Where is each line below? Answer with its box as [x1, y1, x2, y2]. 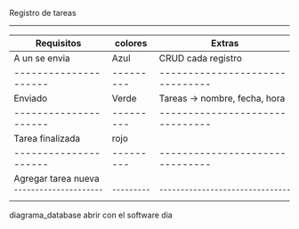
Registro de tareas [9, 8, 77, 18]
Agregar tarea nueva [13, 173, 100, 184]
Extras [210, 37, 239, 49]
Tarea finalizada [13, 133, 81, 144]
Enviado [13, 93, 48, 104]
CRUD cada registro [158, 53, 243, 64]
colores [114, 37, 148, 49]
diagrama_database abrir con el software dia [9, 209, 174, 220]
